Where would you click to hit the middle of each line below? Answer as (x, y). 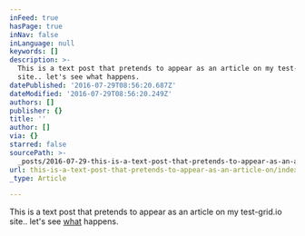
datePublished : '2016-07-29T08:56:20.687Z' (93, 85)
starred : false (38, 144)
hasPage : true (36, 26)
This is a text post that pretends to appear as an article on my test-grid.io (146, 212)
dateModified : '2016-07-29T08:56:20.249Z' (91, 93)
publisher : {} (36, 111)
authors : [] (32, 102)
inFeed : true (34, 18)
